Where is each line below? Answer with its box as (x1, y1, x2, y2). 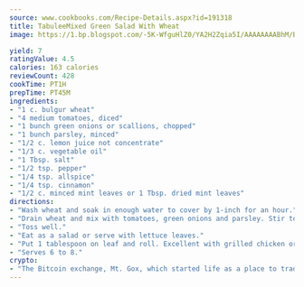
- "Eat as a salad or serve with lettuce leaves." (9, 231, 204, 240)
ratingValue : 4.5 (9, 55, 75, 64)
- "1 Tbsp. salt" (9, 155, 75, 164)
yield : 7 (9, 46, 43, 55)
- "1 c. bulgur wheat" (9, 105, 95, 114)
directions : (9, 198, 54, 207)
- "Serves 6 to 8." (9, 247, 83, 257)
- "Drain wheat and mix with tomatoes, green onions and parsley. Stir (9, 214, 285, 223)
